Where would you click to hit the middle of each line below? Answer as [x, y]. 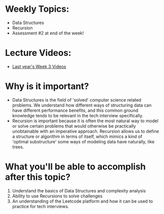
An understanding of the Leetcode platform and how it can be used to [82, 201]
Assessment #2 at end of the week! [48, 33]
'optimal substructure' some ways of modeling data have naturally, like [83, 141]
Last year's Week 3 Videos [39, 66]
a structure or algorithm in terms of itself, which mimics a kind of [77, 136]
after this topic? [38, 177]
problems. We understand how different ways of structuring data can [82, 105]
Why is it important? [47, 86]
